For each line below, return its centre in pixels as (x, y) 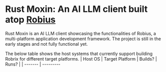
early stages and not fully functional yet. (47, 44)
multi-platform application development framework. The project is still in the (83, 39)
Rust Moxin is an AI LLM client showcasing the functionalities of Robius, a (81, 33)
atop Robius (30, 20)
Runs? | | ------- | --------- (33, 64)
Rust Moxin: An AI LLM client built (77, 9)
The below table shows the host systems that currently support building (79, 54)
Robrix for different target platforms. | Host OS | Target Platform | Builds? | (81, 59)
